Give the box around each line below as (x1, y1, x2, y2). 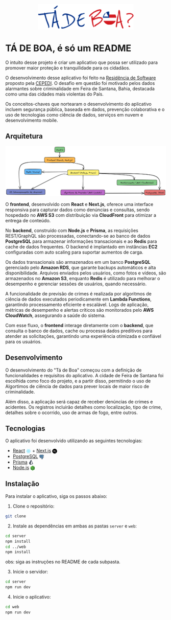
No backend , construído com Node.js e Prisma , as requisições (5, 227, 139, 234)
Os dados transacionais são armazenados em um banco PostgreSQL (5, 259, 151, 265)
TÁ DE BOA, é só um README (5, 42, 132, 54)
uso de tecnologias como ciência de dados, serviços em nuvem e (5, 111, 143, 118)
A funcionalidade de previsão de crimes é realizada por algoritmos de (5, 290, 152, 296)
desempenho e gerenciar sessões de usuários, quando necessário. (5, 281, 147, 287)
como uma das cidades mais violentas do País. (5, 91, 104, 97)
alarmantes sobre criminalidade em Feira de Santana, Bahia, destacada (5, 85, 155, 91)
